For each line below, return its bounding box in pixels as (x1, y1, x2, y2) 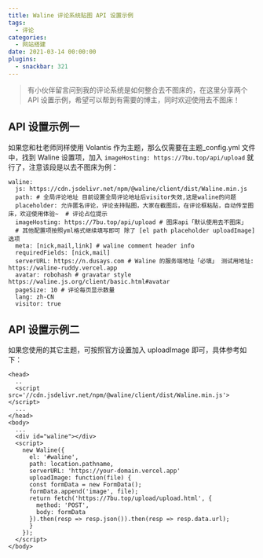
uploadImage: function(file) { (28, 474, 132, 482)
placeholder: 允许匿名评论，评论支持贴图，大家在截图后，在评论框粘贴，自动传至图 (15, 201, 254, 209)
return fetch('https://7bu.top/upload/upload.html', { (28, 494, 213, 503)
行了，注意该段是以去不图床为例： (8, 162, 119, 171)
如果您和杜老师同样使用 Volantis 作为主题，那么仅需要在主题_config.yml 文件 (8, 142, 256, 152)
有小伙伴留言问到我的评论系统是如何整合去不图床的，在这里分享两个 (27, 85, 248, 94)
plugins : (8, 56, 37, 64)
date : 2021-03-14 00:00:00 (8, 48, 97, 56)
